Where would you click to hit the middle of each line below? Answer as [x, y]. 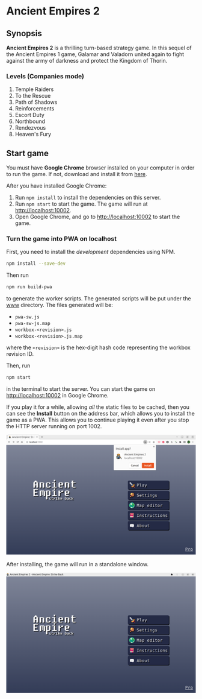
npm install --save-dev [36, 264]
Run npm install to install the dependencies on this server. [88, 198]
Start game [28, 153]
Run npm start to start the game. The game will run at [81, 204]
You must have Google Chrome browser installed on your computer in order [100, 168]
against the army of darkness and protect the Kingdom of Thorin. [87, 61]
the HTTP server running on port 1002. [54, 426]
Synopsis [24, 33]
